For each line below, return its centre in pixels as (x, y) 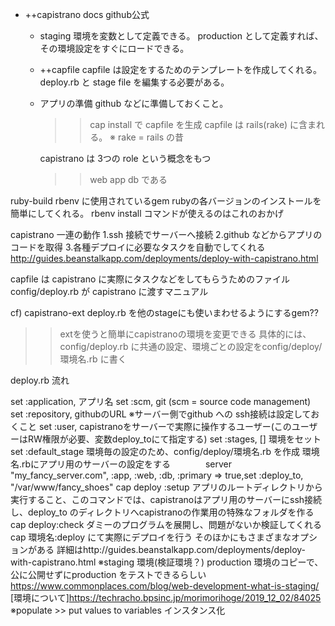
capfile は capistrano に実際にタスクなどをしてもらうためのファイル (150, 279)
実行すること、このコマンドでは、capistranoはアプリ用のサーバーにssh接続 (166, 499)
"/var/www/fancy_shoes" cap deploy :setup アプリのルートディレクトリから (166, 487)
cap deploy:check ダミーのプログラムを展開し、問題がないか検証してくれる (166, 524)
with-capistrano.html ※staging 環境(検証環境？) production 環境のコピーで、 (167, 562)
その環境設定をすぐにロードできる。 (114, 48)
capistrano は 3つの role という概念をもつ (125, 158)
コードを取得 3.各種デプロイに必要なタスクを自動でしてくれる (138, 247)
